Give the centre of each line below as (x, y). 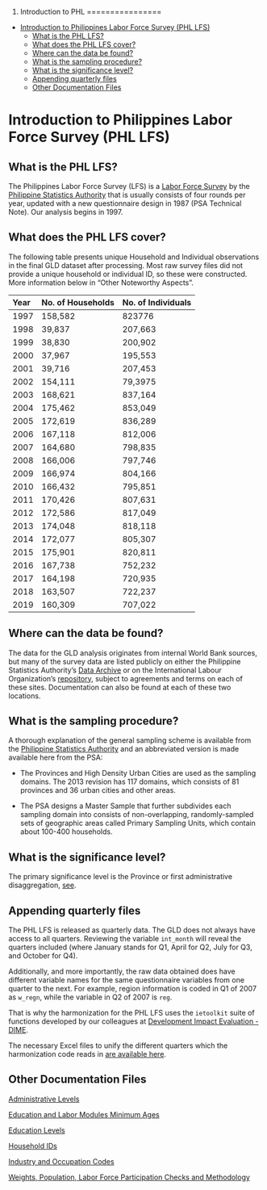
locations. (25, 696)
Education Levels (37, 1130)
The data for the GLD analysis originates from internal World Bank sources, (133, 652)
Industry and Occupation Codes (61, 1161)
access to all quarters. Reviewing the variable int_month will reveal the (125, 939)
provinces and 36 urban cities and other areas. (98, 790)
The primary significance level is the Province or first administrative (120, 877)
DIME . (18, 1030)
